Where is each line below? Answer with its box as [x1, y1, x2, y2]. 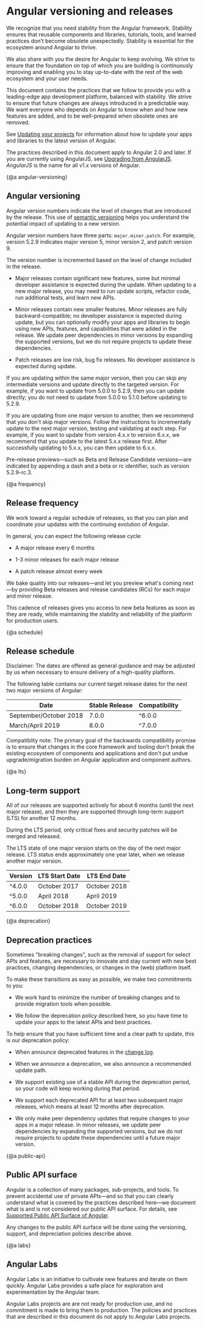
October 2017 [38, 882, 79, 890]
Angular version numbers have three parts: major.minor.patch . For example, [6, 232, 196, 239]
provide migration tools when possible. [14, 1000, 112, 1008]
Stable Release [89, 701, 133, 710]
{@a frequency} [6, 480, 47, 488]
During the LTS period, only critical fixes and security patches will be [6, 826, 178, 833]
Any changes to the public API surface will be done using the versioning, [6, 1223, 187, 1231]
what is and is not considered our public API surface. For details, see [6, 1205, 178, 1213]
